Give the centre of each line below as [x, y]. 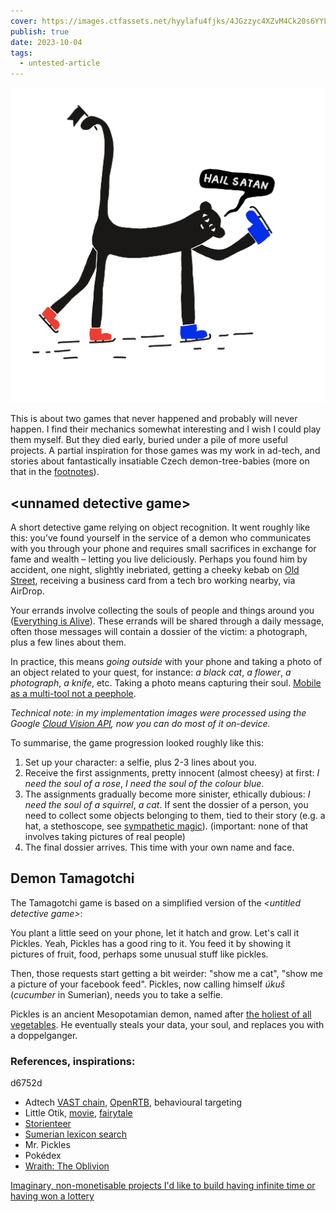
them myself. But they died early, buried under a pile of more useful [149, 440]
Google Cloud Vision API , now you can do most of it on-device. [140, 723]
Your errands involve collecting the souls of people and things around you [162, 610]
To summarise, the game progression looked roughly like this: [137, 742]
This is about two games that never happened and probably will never [154, 419]
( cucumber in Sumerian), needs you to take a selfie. [117, 994]
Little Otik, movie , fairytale [78, 1113]
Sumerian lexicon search [76, 1134]
